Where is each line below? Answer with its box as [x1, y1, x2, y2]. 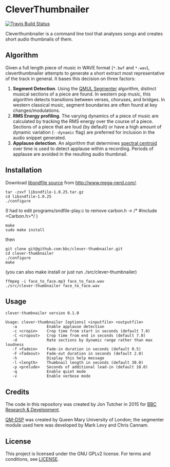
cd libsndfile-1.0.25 [5, 194, 52, 199]
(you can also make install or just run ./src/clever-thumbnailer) [5, 269, 137, 275]
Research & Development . [5, 407, 61, 413]
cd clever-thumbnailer [5, 251, 54, 256]
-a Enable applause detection [12, 324, 104, 329]
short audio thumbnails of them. [5, 36, 73, 42]
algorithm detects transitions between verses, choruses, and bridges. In [12, 96, 165, 102]
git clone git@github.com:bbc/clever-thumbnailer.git [5, 246, 123, 251]
